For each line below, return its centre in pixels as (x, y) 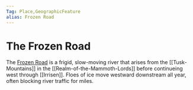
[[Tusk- (178, 62)
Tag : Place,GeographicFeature (44, 11)
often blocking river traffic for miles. (50, 81)
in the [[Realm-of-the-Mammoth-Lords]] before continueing (110, 69)
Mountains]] (21, 69)
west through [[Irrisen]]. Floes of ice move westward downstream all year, (96, 75)
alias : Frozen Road (30, 17)
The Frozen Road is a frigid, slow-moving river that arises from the (87, 62)
